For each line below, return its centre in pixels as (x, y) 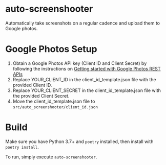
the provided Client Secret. (41, 96)
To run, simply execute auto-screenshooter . (51, 157)
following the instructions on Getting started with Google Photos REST (87, 68)
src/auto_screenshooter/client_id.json (55, 107)
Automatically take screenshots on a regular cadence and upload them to (83, 23)
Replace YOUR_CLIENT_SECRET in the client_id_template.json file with (87, 90)
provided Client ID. (32, 85)
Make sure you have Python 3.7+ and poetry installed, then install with (79, 142)
